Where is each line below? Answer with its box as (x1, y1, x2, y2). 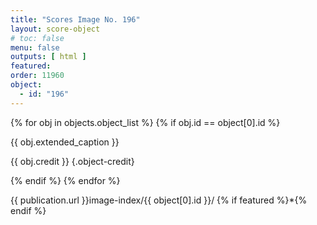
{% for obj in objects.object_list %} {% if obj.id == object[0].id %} (10, 116, 281, 128)
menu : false (10, 42, 60, 53)
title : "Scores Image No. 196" (10, 14, 141, 25)
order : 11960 (10, 71, 65, 81)
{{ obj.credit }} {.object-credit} (10, 155, 135, 167)
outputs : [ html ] (10, 52, 87, 62)
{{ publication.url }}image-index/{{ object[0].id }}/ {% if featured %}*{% (10, 194, 308, 206)
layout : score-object (10, 24, 101, 34)
